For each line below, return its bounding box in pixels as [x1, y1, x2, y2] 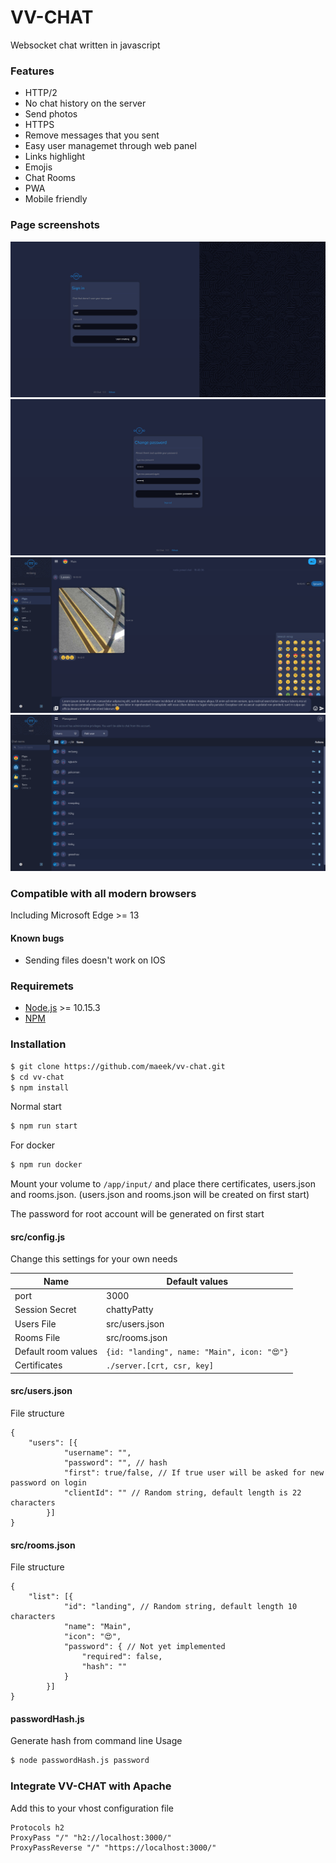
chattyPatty [106, 1304, 154, 1316]
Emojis [24, 161, 53, 173]
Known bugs [10, 932, 65, 944]
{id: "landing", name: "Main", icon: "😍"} [106, 1347, 289, 1358]
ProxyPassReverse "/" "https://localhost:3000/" [10, 1842, 217, 1853]
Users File [14, 1317, 57, 1330]
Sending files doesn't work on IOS [24, 954, 166, 966]
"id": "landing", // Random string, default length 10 [63, 1602, 298, 1612]
